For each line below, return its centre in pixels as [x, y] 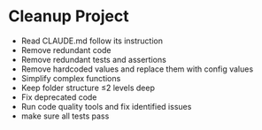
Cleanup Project [69, 16]
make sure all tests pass [65, 116]
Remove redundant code [66, 50]
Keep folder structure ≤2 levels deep [88, 88]
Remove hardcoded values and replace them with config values [137, 69]
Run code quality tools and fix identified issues [106, 106]
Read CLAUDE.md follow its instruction [92, 41]
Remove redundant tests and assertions [94, 59]
